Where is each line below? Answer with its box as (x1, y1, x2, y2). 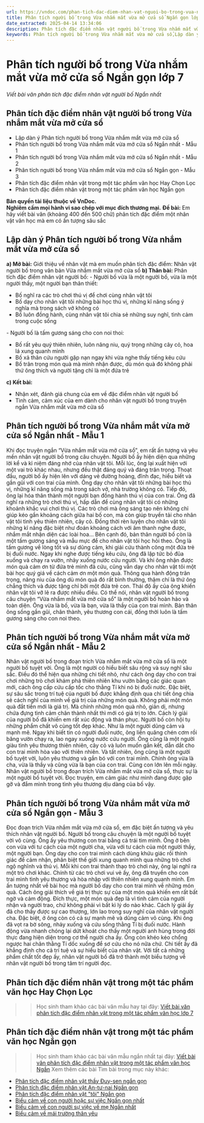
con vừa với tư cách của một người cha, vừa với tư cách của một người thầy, (6, 843, 196, 850)
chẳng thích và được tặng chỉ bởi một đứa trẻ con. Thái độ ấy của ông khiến (6, 582, 195, 589)
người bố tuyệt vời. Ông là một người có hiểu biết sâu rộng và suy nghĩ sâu (6, 664, 192, 672)
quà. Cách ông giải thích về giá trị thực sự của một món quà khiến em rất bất (6, 889, 198, 896)
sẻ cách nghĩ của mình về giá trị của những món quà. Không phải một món (6, 697, 192, 704)
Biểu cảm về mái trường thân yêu (15, 1110, 98, 1117)
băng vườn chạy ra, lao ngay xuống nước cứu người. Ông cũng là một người (6, 735, 195, 743)
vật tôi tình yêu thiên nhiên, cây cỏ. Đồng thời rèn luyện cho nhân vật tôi (6, 518, 186, 525)
